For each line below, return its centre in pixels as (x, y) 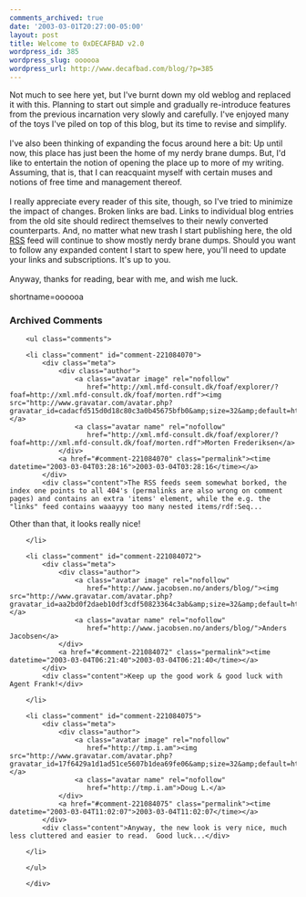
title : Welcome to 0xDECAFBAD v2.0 (77, 43)
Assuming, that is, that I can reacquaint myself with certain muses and (141, 172)
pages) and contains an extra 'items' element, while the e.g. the (140, 499)
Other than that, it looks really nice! (75, 524)
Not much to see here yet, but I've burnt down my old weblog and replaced (150, 94)
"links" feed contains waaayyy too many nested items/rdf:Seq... (136, 507)
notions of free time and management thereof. (96, 182)
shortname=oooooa (46, 297)
